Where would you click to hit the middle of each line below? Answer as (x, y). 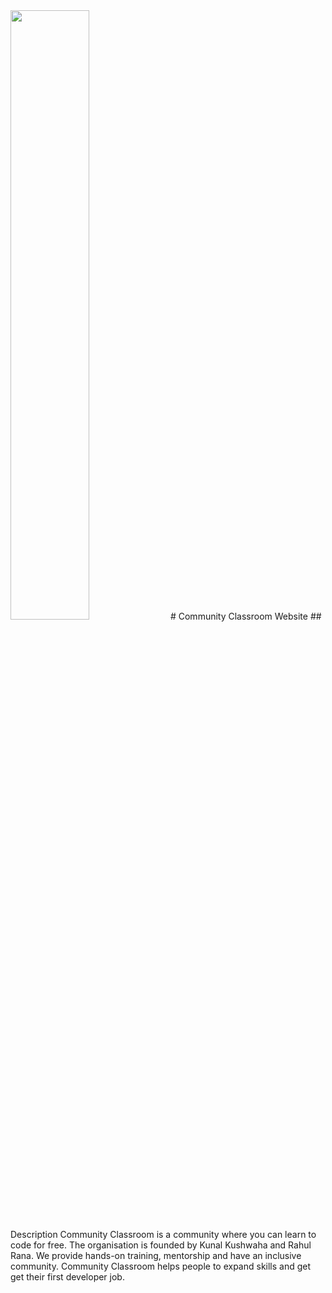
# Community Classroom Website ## (245, 616)
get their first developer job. (67, 1277)
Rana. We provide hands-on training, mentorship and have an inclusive (156, 1255)
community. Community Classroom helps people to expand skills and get (161, 1266)
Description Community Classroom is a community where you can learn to (163, 1234)
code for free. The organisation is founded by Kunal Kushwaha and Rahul (161, 1245)
